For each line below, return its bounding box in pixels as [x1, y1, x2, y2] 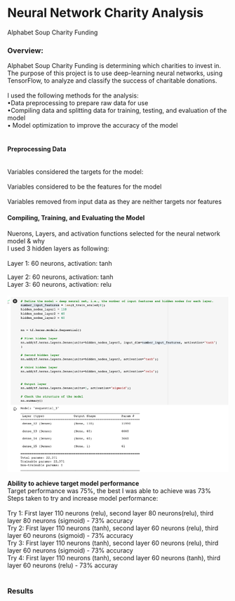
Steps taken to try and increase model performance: [7, 494, 159, 503]
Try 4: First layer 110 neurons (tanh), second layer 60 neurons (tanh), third [7, 554, 221, 562]
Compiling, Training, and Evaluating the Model [7, 214, 145, 222]
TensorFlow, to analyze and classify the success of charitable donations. [7, 76, 217, 85]
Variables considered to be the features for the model [7, 182, 162, 191]
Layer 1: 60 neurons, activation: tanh [7, 259, 112, 267]
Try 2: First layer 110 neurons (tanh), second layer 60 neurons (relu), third [7, 524, 219, 532]
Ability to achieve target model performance [7, 479, 140, 488]
